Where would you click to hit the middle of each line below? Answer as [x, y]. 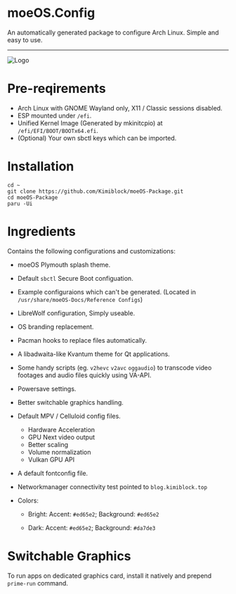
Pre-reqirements [57, 89]
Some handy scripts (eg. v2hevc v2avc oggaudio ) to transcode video [114, 367]
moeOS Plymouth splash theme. [64, 265]
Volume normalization [59, 452]
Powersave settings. [47, 388]
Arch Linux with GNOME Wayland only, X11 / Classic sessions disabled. [120, 108]
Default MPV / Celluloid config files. [69, 416]
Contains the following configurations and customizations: [91, 251]
